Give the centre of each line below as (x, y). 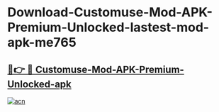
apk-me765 (42, 43)
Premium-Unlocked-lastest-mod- (108, 27)
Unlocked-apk (40, 84)
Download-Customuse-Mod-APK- (110, 12)
